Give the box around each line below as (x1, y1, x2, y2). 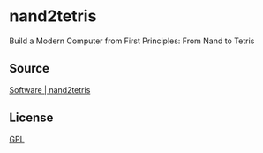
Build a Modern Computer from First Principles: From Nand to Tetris (9, 35, 255, 46)
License (9, 111, 54, 126)
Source (9, 61, 50, 76)
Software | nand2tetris (9, 84, 91, 95)
